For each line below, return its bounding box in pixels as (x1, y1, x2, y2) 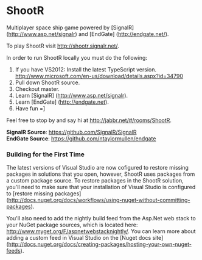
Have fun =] (15, 104, 46, 112)
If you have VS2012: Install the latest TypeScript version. (15, 65, 157, 73)
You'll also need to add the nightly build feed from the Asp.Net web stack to (6, 215, 196, 222)
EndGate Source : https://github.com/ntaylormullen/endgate (6, 135, 156, 142)
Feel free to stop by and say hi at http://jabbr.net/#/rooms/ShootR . (6, 117, 172, 124)
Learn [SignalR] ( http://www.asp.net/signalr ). (15, 92, 128, 99)
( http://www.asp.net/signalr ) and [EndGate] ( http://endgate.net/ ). (6, 30, 169, 37)
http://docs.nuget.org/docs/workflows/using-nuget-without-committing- (8, 197, 190, 204)
